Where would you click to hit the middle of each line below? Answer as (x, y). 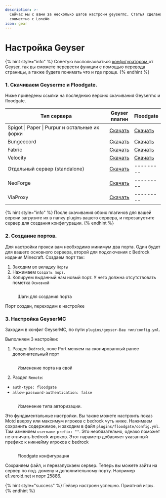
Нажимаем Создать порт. (39, 272)
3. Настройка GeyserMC (36, 319)
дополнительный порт (36, 354)
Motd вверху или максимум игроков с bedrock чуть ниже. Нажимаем (79, 421)
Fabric (15, 150)
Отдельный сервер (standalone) (46, 169)
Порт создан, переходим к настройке (45, 306)
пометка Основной (31, 283)
